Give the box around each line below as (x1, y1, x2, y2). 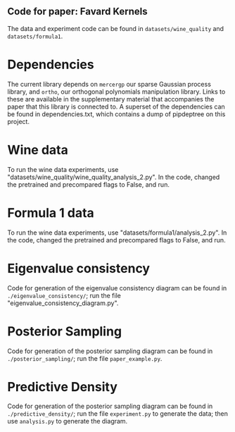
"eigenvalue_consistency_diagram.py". (7, 299, 119, 307)
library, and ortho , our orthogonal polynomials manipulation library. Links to (7, 87, 226, 96)
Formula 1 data (7, 204, 95, 221)
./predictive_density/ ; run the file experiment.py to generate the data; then (7, 409, 229, 418)
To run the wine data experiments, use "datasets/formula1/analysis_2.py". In (7, 228, 227, 237)
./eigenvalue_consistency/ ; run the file (7, 291, 121, 300)
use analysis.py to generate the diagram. (7, 417, 128, 426)
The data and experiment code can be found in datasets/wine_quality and (7, 24, 224, 32)
